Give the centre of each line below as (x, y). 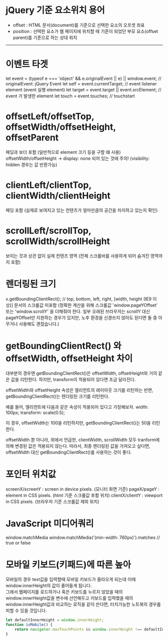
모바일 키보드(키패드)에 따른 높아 (68, 565)
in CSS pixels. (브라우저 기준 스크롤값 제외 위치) (53, 501)
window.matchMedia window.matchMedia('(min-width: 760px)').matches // (83, 538)
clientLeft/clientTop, (49, 185)
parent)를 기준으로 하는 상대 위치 (45, 37)
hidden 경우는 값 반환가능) (32, 164)
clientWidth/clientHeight (58, 196)
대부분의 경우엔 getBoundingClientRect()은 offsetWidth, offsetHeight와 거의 (82, 373)
